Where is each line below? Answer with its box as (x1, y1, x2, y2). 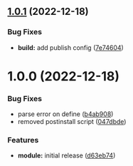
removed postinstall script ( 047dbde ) (17, 118, 127, 126)
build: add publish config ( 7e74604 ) (17, 43, 124, 52)
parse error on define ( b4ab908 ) (17, 110, 114, 118)
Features (7, 135, 39, 145)
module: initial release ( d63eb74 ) (17, 151, 116, 160)
